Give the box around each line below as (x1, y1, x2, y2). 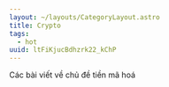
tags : (9, 29, 29, 38)
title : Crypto (9, 21, 62, 30)
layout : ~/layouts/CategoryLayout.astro (9, 12, 161, 22)
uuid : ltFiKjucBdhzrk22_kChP (9, 46, 117, 54)
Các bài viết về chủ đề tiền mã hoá (9, 69, 135, 80)
